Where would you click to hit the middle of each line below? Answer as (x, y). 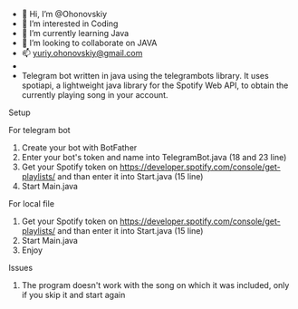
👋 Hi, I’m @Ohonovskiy (64, 14)
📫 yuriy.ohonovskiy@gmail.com (82, 53)
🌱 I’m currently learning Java (75, 33)
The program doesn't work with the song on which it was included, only (155, 285)
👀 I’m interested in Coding (70, 24)
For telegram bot (39, 130)
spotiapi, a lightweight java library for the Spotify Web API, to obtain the (155, 85)
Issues (21, 268)
